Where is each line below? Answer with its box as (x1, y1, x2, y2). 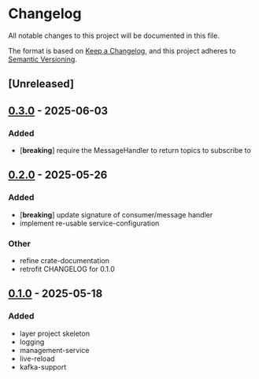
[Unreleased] (8, 77, 75, 91)
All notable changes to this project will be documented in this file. (8, 31, 220, 40)
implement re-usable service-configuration (19, 218, 160, 228)
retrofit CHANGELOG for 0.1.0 (19, 265, 116, 273)
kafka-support (19, 362, 67, 371)
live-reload (19, 354, 55, 363)
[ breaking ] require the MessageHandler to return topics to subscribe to (19, 146, 252, 155)
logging (19, 336, 45, 347)
